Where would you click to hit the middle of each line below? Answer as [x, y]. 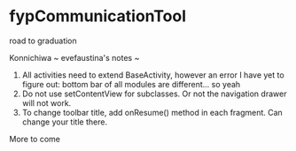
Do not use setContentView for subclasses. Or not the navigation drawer [154, 94]
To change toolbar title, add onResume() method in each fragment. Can [152, 112]
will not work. [47, 102]
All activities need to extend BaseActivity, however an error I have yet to [153, 75]
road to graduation [43, 41]
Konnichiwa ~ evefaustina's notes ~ [74, 57]
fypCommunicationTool [97, 16]
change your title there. [65, 122]
